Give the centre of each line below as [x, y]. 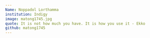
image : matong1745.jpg [29, 19]
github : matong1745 [25, 28]
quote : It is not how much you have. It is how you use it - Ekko [75, 23]
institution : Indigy [27, 14]
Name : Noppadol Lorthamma [32, 10]
